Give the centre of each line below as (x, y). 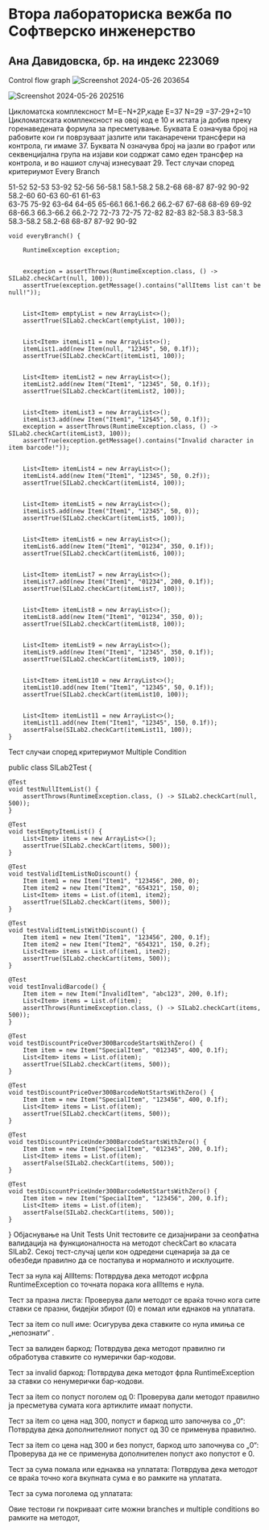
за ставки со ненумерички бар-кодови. (76, 1381)
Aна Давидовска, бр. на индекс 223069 (114, 61)
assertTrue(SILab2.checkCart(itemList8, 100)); (104, 624)
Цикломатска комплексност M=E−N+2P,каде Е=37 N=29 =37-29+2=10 (130, 111)
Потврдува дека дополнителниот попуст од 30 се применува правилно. (132, 1429)
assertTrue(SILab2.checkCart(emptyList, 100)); (104, 321)
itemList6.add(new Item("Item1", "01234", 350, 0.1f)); (119, 547)
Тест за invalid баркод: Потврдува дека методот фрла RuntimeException (132, 1372)
